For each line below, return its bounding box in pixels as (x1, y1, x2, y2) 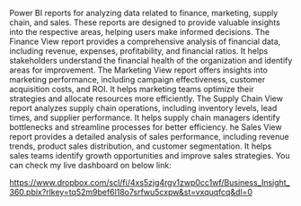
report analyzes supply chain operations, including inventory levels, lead (9, 103, 278, 113)
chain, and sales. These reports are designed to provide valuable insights (9, 17, 280, 28)
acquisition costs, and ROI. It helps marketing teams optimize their (9, 84, 254, 94)
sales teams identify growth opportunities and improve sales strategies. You (9, 150, 290, 160)
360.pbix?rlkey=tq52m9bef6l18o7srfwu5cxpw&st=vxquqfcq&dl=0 (9, 187, 253, 197)
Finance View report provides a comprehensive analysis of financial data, (9, 36, 281, 47)
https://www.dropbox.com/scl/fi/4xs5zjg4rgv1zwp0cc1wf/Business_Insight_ (9, 177, 290, 187)
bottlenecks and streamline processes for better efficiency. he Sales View (9, 122, 282, 133)
